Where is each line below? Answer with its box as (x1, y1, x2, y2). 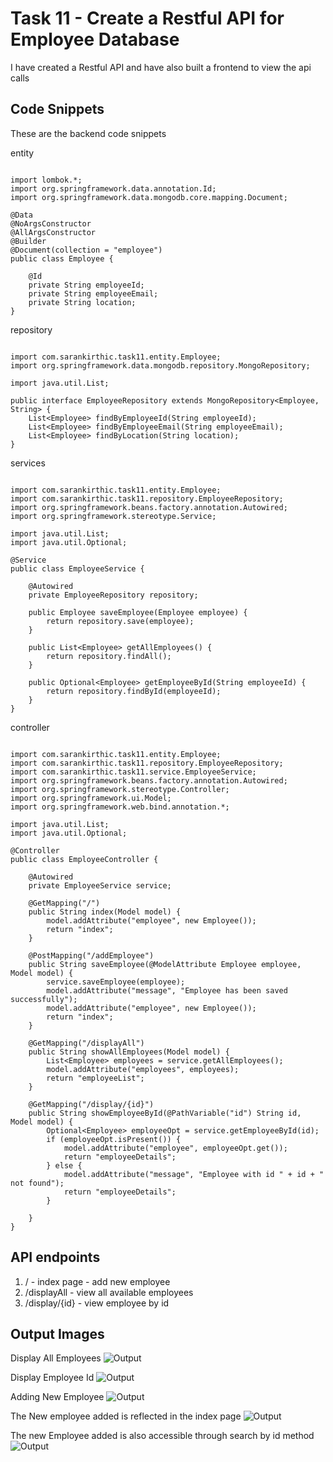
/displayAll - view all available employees (24, 1286, 194, 1298)
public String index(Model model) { (28, 907, 182, 917)
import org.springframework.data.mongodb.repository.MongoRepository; (10, 360, 311, 371)
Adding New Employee (10, 1391, 105, 1403)
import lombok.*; (10, 175, 83, 185)
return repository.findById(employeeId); (46, 686, 222, 696)
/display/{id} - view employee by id (24, 1297, 170, 1309)
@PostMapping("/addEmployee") (28, 950, 155, 961)
